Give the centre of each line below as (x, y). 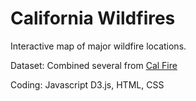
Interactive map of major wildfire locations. (98, 46)
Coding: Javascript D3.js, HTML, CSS (87, 84)
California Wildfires (93, 18)
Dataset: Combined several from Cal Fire (94, 65)
